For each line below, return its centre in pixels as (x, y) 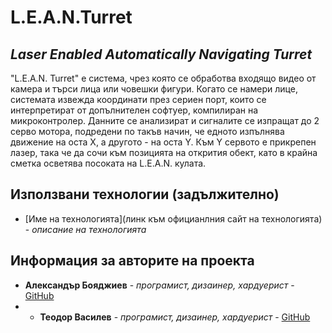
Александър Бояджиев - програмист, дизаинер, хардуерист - (159, 285)
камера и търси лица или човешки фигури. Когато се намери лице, (154, 89)
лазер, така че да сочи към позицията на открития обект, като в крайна (164, 152)
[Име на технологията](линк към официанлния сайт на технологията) (173, 218)
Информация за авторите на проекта (132, 261)
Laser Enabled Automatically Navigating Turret (161, 54)
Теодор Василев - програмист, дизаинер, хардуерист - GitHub (175, 317)
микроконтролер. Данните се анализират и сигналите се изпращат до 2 (165, 120)
